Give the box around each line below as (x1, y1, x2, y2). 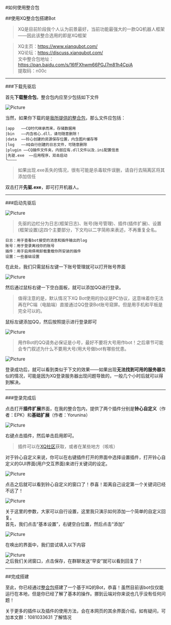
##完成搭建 (5, 574, 29, 579)
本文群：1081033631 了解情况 (9, 614, 72, 620)
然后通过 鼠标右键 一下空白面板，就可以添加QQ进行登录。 (5, 285, 124, 290)
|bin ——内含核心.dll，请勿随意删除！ (5, 131, 80, 136)
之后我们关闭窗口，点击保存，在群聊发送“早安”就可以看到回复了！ (5, 558, 144, 564)
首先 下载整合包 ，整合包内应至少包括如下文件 (5, 94, 99, 100)
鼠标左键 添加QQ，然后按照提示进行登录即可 (5, 319, 97, 325)
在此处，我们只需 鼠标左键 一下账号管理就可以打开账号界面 (5, 264, 126, 270)
